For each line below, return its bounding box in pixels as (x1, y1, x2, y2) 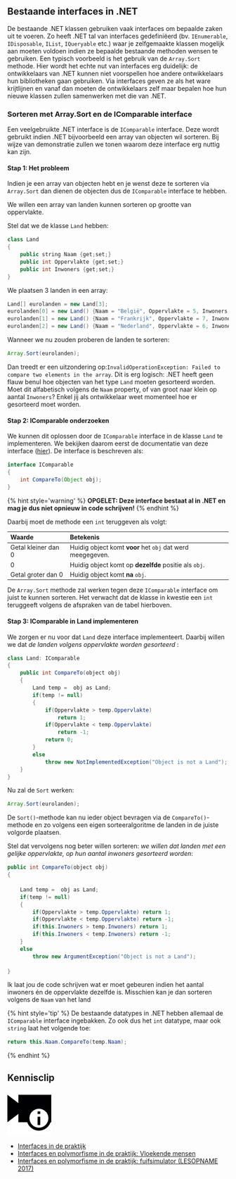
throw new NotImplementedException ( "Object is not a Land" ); (44, 758, 228, 766)
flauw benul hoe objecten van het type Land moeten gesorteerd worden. (7, 377, 216, 386)
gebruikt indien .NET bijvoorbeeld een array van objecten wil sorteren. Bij (7, 133, 219, 141)
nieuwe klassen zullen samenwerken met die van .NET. (7, 92, 166, 100)
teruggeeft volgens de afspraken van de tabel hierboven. (7, 601, 172, 610)
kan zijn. (7, 148, 32, 156)
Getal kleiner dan (10, 543, 60, 552)
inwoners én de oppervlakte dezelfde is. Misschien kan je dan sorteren (7, 988, 212, 997)
